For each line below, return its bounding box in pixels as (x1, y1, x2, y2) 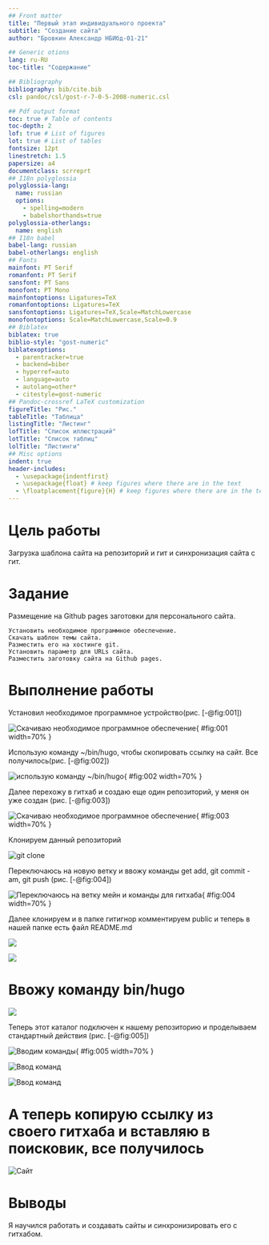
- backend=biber (15, 361, 70, 369)
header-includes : (8, 465, 66, 473)
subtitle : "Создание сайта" (8, 26, 102, 34)
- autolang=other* (15, 383, 78, 391)
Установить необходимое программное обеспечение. (8, 627, 178, 635)
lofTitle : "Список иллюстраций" (8, 428, 116, 436)
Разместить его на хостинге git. (8, 640, 120, 649)
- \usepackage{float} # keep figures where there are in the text (15, 480, 242, 488)
